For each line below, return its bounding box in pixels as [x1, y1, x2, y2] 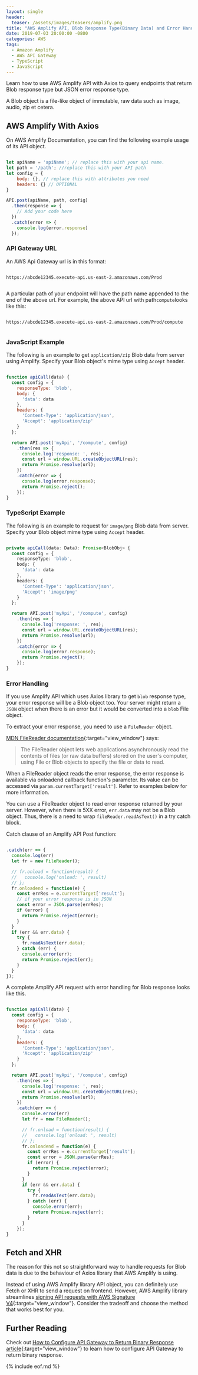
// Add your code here [16, 208, 72, 214]
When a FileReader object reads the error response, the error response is [6, 770, 184, 777]
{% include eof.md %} [6, 1363, 60, 1370]
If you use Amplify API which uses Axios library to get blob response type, [6, 693, 186, 700]
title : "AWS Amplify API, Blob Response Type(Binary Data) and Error [6, 25, 181, 31]
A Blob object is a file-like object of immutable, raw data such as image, [6, 97, 180, 105]
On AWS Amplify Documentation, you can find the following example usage [6, 136, 189, 144]
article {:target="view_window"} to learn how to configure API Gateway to [6, 1345, 184, 1352]
